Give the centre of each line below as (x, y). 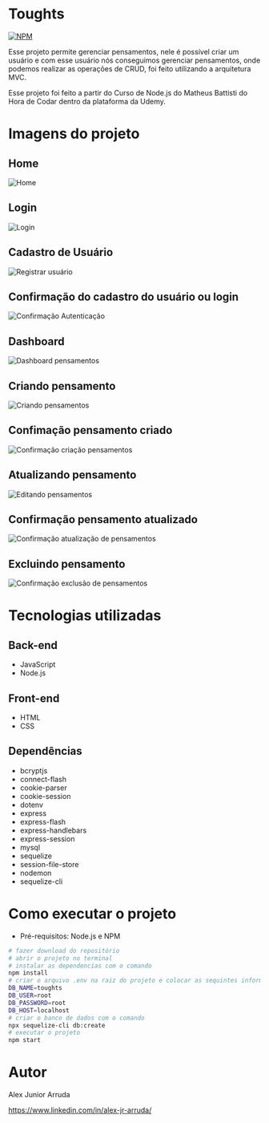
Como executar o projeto (92, 914)
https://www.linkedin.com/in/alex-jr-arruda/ (80, 1110)
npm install (28, 973)
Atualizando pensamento (72, 475)
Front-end (34, 698)
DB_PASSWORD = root (37, 1003)
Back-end (33, 645)
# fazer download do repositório (64, 951)
